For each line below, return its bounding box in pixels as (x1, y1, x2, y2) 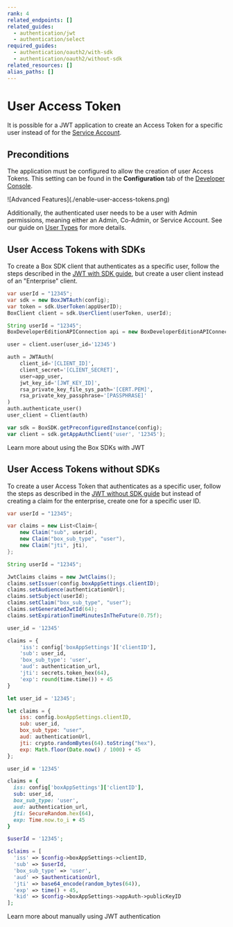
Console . (7, 182, 33, 190)
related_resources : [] (7, 62, 73, 69)
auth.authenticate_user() (7, 406, 82, 412)
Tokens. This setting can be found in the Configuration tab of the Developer (7, 174, 225, 183)
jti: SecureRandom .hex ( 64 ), (13, 810, 95, 817)
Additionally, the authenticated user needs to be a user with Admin (7, 209, 198, 217)
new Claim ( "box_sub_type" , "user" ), (19, 535, 126, 542)
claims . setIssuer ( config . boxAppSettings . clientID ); (7, 580, 159, 587)
